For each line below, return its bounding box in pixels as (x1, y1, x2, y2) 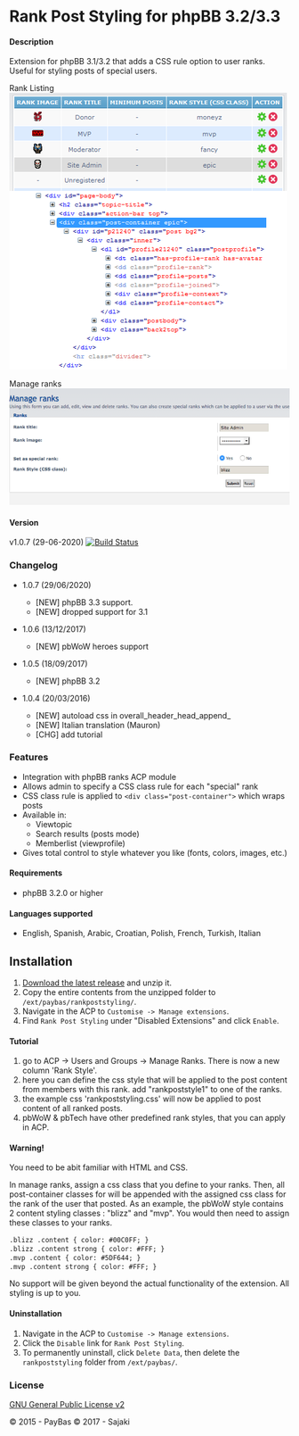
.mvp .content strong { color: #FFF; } (9, 1263, 158, 1272)
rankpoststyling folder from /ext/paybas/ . (21, 1357, 178, 1367)
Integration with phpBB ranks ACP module (21, 771, 176, 782)
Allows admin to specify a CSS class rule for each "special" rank (21, 781, 259, 792)
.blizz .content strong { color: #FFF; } (9, 1245, 166, 1254)
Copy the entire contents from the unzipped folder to (21, 987, 216, 998)
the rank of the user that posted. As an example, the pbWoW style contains (9, 1199, 284, 1209)
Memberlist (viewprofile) (35, 837, 126, 849)
